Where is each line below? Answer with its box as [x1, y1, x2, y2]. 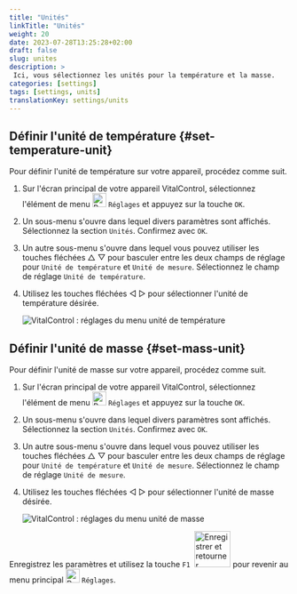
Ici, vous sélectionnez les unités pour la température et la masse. [12, 71, 276, 80]
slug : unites [9, 54, 58, 63]
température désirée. [21, 298, 99, 309]
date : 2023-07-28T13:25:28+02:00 [9, 37, 133, 47]
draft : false [9, 46, 58, 55]
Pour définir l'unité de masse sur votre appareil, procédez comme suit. [9, 365, 267, 374]
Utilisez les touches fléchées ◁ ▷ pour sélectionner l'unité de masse [21, 486, 275, 497]
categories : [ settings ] [9, 79, 98, 88]
